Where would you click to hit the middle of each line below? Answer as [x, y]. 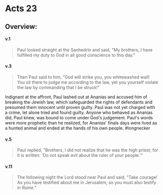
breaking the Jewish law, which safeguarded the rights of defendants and [79, 102]
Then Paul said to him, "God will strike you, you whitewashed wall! [83, 77]
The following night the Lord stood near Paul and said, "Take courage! [87, 177]
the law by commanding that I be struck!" [58, 87]
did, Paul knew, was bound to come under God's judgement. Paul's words [79, 117]
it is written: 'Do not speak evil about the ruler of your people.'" [80, 155]
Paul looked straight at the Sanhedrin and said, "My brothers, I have [85, 50]
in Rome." [27, 188]
